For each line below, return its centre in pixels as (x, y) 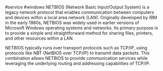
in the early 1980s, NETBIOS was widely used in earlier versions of (72, 23)
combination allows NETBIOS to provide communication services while (76, 58)
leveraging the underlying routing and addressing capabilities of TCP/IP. (78, 63)
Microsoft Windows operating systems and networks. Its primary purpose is (81, 28)
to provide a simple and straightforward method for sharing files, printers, (79, 33)
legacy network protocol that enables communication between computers (80, 12)
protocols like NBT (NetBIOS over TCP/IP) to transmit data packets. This (77, 53)
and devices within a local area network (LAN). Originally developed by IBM (81, 17)
